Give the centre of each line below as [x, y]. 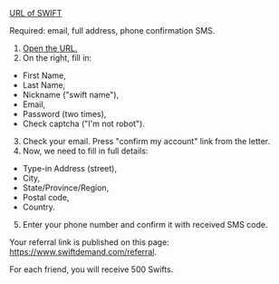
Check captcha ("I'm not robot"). [83, 123]
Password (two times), [64, 114]
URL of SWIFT [36, 13]
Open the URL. [50, 48]
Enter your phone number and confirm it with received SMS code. [145, 225]
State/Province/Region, [66, 188]
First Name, [44, 75]
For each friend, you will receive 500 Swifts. [91, 269]
